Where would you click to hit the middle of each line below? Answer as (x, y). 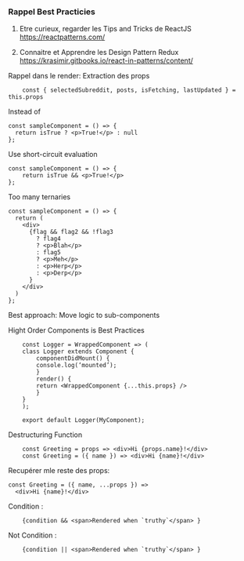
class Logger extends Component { (78, 352)
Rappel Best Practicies (52, 12)
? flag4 (48, 239)
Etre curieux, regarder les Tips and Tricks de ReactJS (105, 29)
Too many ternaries (39, 197)
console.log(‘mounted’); (77, 366)
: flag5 (48, 253)
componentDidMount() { (73, 359)
